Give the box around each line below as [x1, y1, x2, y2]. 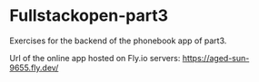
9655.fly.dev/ [9, 62, 59, 73]
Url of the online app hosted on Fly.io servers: [9, 52, 181, 63]
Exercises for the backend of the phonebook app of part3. [9, 35, 227, 46]
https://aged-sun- [182, 52, 250, 63]
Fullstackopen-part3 [9, 5, 169, 26]
